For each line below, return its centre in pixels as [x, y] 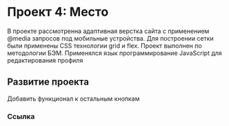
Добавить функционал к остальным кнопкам [73, 98]
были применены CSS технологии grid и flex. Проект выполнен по [104, 45]
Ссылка [21, 116]
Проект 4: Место [58, 12]
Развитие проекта [48, 82]
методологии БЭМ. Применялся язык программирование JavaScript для [114, 53]
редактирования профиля [45, 60]
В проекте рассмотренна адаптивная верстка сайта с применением [108, 31]
